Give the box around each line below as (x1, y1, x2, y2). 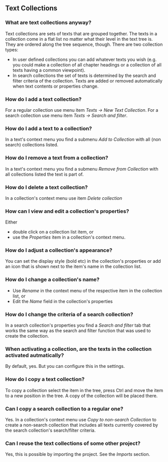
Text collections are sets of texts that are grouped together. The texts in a (5, 30, 157, 37)
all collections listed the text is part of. (5, 171, 84, 177)
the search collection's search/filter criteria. (5, 427, 96, 433)
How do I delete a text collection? (5, 184, 88, 191)
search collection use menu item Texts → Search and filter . (5, 112, 128, 118)
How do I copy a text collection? (5, 376, 85, 383)
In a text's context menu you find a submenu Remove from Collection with (5, 166, 158, 172)
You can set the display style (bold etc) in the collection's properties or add (5, 258, 161, 264)
